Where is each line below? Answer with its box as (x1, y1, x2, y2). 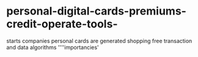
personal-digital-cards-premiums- (6, 4, 186, 18)
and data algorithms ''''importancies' (6, 44, 99, 51)
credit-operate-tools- (6, 17, 118, 31)
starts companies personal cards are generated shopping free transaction (6, 37, 193, 44)
